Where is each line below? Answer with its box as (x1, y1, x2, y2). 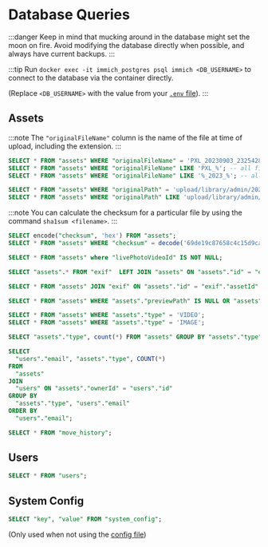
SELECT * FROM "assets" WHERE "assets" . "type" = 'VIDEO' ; (8, 311, 205, 319)
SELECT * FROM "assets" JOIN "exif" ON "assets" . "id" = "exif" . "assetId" (8, 282, 259, 291)
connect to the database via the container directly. (8, 73, 174, 82)
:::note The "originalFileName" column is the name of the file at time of (8, 133, 243, 142)
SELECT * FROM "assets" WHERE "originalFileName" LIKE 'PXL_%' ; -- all (8, 164, 251, 172)
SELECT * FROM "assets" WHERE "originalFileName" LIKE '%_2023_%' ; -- (8, 172, 248, 180)
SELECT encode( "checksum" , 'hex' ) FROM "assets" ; (8, 232, 177, 240)
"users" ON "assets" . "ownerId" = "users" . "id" (15, 385, 173, 393)
